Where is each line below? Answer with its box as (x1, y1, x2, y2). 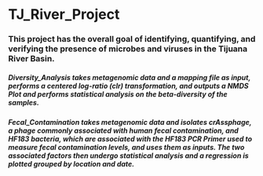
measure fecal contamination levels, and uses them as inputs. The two (8, 143, 245, 152)
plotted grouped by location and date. (8, 159, 135, 169)
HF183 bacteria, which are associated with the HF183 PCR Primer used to (8, 134, 253, 144)
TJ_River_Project (8, 5, 120, 24)
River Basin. (8, 53, 55, 64)
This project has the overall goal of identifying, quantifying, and (8, 34, 256, 45)
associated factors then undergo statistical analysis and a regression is (8, 151, 249, 160)
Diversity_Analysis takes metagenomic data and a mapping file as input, (8, 72, 251, 82)
